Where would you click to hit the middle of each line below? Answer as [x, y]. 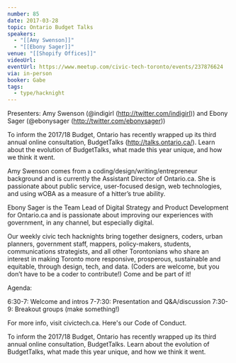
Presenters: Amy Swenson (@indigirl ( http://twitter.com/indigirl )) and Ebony [118, 114]
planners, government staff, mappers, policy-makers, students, [99, 244]
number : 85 [23, 14]
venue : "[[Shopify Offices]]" [52, 54]
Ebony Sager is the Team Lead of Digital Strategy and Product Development [118, 207]
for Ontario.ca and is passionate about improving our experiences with [110, 215]
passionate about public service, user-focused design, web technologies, [114, 186]
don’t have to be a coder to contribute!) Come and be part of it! [99, 274]
